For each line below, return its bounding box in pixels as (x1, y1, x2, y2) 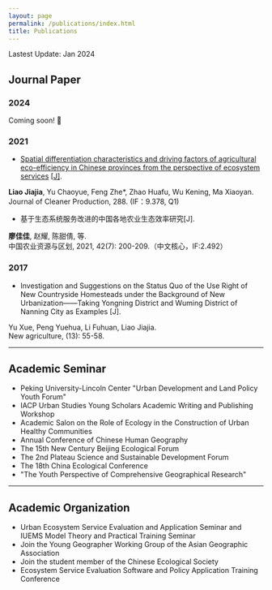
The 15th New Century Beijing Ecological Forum (19, 444, 180, 454)
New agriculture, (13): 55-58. (8, 330, 105, 341)
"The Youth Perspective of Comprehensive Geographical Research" (19, 470, 247, 480)
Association (19, 549, 60, 558)
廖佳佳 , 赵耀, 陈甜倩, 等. (8, 231, 87, 241)
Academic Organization (8, 501, 130, 515)
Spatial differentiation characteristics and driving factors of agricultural (19, 154, 257, 164)
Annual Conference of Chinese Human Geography (19, 435, 189, 445)
